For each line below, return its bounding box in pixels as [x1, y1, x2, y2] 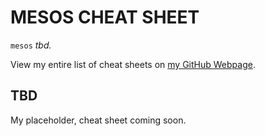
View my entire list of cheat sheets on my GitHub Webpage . [10, 58, 256, 70]
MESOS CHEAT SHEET [10, 6, 200, 29]
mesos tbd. [10, 39, 52, 51]
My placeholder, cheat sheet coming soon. [10, 114, 187, 126]
